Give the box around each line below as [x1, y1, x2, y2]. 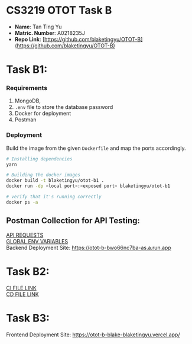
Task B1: [6, 63, 48, 76]
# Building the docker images [6, 172, 81, 178]
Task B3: [6, 311, 50, 324]
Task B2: [6, 265, 50, 278]
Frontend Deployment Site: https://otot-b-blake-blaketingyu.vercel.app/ [6, 331, 180, 338]
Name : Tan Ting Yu [14, 23, 62, 30]
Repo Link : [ [14, 36, 45, 43]
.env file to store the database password [14, 104, 113, 111]
